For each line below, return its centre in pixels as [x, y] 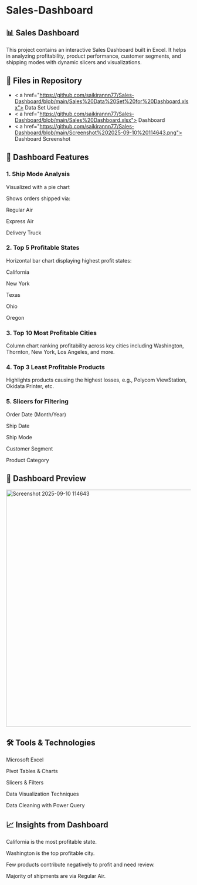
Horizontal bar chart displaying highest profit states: [69, 260]
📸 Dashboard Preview [46, 478]
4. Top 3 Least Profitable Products [56, 367]
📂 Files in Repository [44, 81]
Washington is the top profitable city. [50, 853]
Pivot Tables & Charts [32, 771]
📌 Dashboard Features [47, 158]
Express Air [20, 221]
